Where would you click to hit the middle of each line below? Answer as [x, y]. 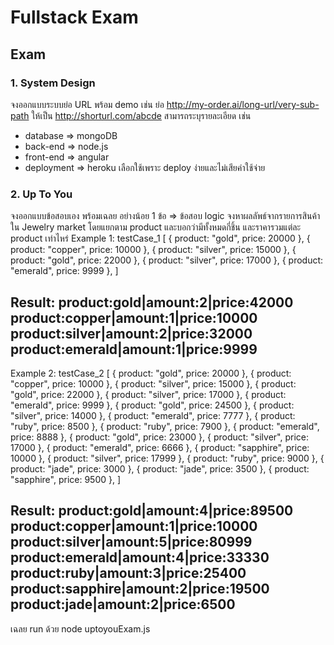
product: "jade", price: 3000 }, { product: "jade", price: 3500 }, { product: [160, 468]
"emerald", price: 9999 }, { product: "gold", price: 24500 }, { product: [152, 405]
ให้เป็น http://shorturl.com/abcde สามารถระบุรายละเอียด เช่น [141, 115]
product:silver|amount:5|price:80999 [131, 542]
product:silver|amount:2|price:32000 [131, 333]
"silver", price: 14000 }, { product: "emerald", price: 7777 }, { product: [153, 415]
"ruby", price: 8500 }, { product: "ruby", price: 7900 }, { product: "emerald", [165, 426]
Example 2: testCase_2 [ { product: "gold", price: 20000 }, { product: [151, 373]
